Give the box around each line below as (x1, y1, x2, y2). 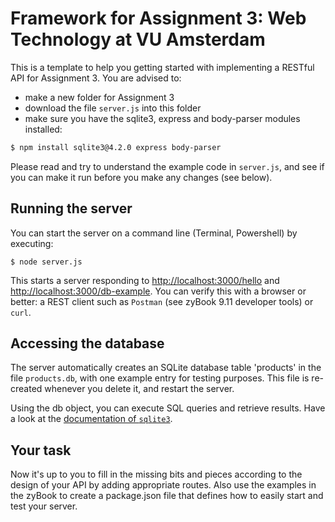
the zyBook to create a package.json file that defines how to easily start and (10, 490, 324, 502)
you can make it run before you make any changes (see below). (10, 171, 273, 183)
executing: (10, 237, 54, 249)
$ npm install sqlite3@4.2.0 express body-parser (10, 142, 222, 152)
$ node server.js (10, 257, 83, 267)
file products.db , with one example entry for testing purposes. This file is (10, 372, 310, 384)
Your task (10, 442, 72, 459)
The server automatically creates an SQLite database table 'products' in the (10, 362, 322, 374)
